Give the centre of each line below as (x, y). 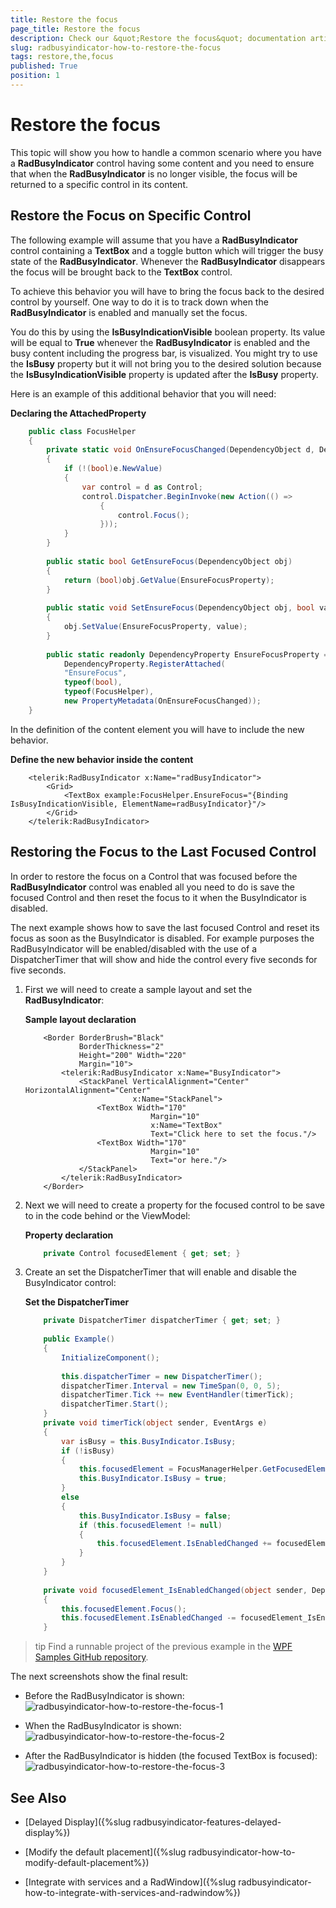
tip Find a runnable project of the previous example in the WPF (163, 1647)
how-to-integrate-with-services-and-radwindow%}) (132, 1892)
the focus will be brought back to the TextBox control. (121, 272)
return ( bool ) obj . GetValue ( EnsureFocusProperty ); (169, 580)
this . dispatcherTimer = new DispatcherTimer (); (162, 1376)
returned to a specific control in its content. (99, 184)
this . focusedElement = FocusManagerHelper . (170, 1469)
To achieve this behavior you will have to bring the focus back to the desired (167, 291)
